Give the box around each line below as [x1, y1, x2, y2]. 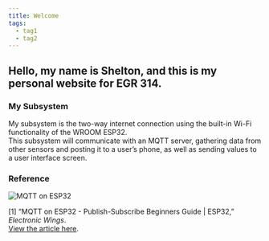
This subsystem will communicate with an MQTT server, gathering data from [8, 136, 262, 145]
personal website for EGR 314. [8, 76, 162, 90]
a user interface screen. [8, 153, 88, 162]
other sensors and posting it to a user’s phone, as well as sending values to [8, 144, 257, 153]
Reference [8, 173, 50, 184]
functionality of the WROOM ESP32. [8, 127, 128, 137]
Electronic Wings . [8, 215, 67, 225]
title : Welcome [8, 11, 59, 20]
